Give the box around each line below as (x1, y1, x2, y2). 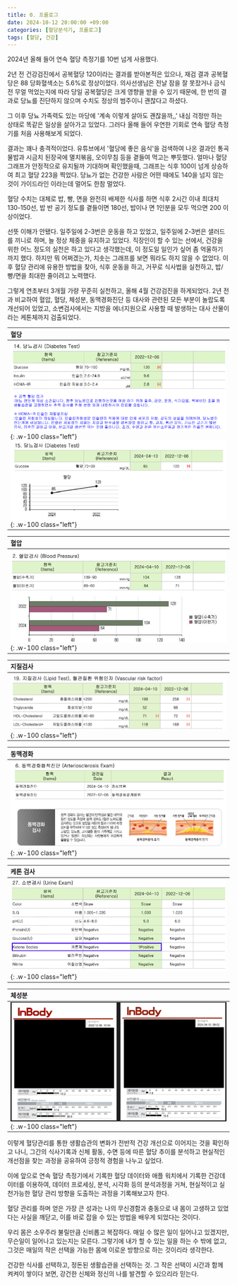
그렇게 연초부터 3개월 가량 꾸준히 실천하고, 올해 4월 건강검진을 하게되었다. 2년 (7, 286, 222, 295)
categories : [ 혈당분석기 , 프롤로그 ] (7, 26, 102, 33)
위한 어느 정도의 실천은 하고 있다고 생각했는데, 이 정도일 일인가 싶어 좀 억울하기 (7, 245, 224, 254)
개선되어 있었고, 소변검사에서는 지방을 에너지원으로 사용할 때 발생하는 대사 (7, 304, 211, 313)
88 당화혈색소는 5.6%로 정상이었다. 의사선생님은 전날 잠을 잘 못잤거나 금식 (20, 79, 226, 88)
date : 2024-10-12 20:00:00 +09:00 (7, 18, 109, 26)
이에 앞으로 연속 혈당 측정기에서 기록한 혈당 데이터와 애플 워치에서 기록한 (7, 1171, 207, 1180)
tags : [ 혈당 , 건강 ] (7, 34, 59, 41)
